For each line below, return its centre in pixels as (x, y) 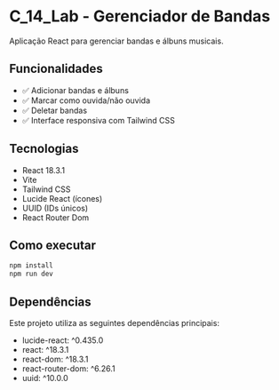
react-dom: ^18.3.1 (55, 359)
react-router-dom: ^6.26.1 (68, 368)
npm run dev (31, 274)
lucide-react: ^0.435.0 (63, 340)
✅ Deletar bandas (54, 110)
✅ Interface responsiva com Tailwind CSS (98, 120)
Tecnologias (44, 149)
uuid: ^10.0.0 (45, 378)
